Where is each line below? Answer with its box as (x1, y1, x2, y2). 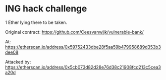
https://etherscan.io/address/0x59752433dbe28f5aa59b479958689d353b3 (5, 44, 161, 50)
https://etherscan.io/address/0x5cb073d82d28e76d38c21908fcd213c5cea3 (5, 64, 161, 70)
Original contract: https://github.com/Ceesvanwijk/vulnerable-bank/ (5, 29, 144, 35)
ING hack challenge (5, 3, 87, 14)
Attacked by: (5, 59, 31, 65)
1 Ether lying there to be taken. (5, 19, 67, 25)
